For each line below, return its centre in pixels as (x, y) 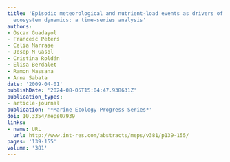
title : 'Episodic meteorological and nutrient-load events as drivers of (115, 13)
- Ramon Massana (30, 71)
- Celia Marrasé (30, 45)
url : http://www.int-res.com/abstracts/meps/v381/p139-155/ (101, 135)
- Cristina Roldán (33, 59)
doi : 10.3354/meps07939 (41, 116)
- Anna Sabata (28, 78)
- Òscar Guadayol (32, 33)
